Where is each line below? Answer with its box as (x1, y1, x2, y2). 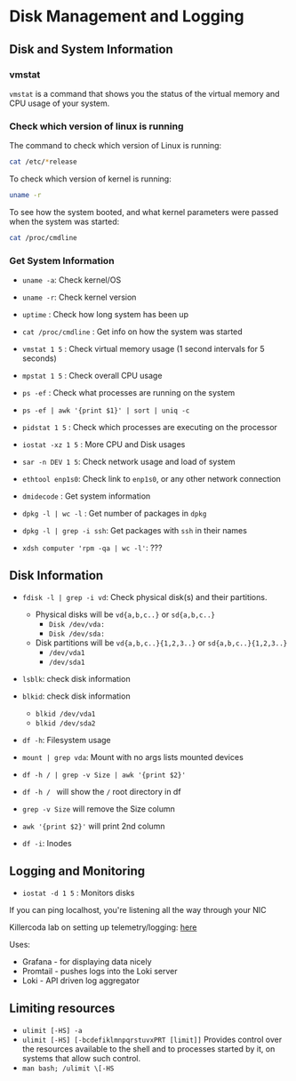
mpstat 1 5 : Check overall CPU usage (21, 371, 163, 381)
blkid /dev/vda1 (35, 709, 96, 718)
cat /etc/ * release (9, 157, 77, 166)
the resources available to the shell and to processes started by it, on (21, 1043, 276, 1054)
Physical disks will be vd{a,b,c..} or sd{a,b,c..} (35, 609, 216, 620)
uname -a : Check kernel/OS (21, 275, 122, 285)
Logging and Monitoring (9, 864, 146, 879)
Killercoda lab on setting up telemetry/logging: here (9, 922, 197, 933)
